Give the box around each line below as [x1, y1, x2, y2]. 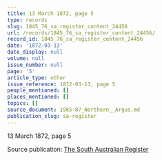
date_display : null [7, 49, 63, 56]
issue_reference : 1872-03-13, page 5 [7, 81, 116, 88]
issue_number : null [7, 61, 63, 68]
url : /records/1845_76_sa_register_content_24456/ [7, 29, 156, 37]
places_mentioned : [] [7, 94, 70, 101]
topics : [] [7, 100, 39, 107]
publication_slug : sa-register [7, 112, 97, 119]
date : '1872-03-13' [7, 42, 63, 49]
